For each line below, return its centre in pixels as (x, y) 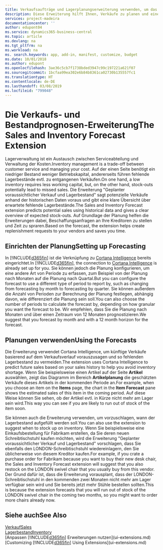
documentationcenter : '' (30, 23)
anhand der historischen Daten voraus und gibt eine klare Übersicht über (78, 200)
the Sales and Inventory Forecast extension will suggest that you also (74, 464)
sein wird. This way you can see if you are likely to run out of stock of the (78, 403)
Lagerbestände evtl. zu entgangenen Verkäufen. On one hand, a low (73, 179)
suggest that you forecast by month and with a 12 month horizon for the (77, 320)
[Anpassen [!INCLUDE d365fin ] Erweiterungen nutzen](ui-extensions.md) (78, 537)
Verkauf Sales (18, 527)
